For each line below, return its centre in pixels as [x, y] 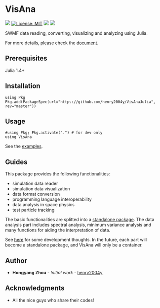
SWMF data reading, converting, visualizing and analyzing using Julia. [77, 33]
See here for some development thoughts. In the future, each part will [76, 240]
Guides [17, 162]
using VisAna [19, 137]
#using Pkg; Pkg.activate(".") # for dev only [54, 133]
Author [16, 261]
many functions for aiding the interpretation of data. [58, 230]
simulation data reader [35, 184]
